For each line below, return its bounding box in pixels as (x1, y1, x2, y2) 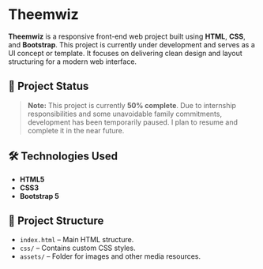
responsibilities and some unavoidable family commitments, (27, 109, 223, 118)
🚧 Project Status (8, 80, 89, 93)
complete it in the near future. (27, 125, 125, 135)
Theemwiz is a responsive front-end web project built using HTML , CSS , (8, 32, 246, 41)
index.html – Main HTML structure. (19, 235, 134, 245)
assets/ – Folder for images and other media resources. (19, 252, 201, 261)
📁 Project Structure (8, 214, 104, 227)
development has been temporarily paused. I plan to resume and (27, 117, 239, 127)
